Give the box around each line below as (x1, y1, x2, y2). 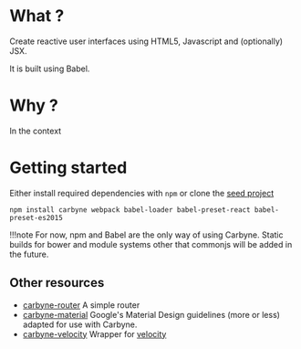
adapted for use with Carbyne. (22, 319, 138, 330)
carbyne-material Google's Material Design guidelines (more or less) (22, 309, 281, 320)
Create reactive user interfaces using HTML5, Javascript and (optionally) (9, 36, 284, 47)
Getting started (9, 157, 128, 178)
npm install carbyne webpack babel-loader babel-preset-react (9, 205, 251, 215)
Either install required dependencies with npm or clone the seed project (9, 187, 275, 198)
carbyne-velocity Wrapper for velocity (22, 328, 167, 339)
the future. (9, 249, 49, 259)
